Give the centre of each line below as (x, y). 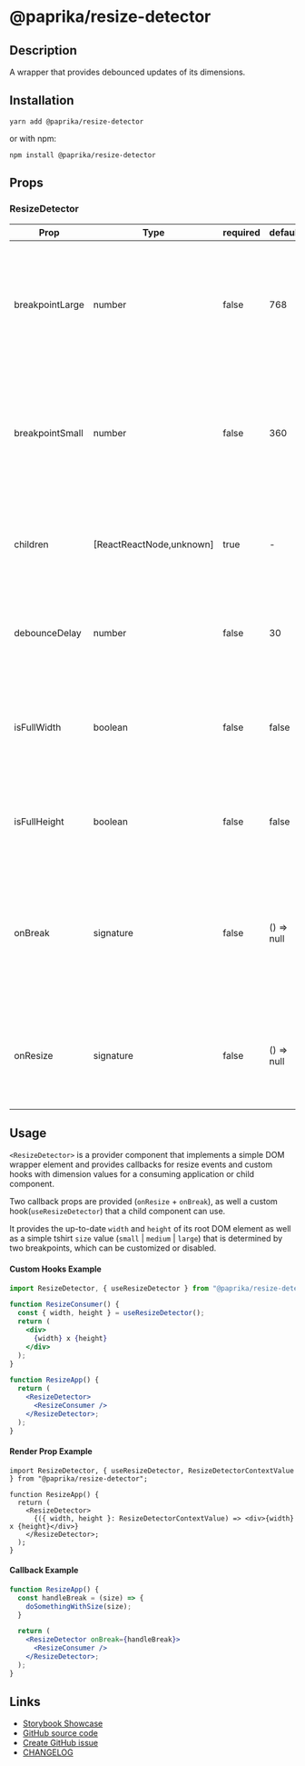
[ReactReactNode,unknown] (154, 544)
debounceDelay (48, 633)
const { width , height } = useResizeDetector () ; (111, 1313)
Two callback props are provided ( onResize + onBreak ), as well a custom (144, 1202)
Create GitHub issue (60, 1743)
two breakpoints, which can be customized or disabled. (113, 1248)
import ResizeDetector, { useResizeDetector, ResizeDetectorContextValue (152, 1471)
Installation (42, 100)
